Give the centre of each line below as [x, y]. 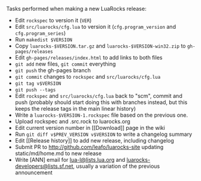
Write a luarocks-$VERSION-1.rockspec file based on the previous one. [101, 115]
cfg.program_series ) [40, 33]
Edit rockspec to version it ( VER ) [53, 20]
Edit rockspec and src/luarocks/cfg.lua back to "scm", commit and [98, 96]
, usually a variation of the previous [116, 166]
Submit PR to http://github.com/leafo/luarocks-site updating [89, 147]
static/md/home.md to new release [58, 153]
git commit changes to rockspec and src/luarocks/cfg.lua [88, 77]
